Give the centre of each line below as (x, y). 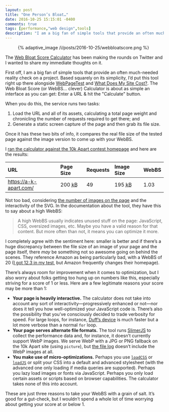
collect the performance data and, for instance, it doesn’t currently (81, 336)
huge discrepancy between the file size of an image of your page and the (81, 247)
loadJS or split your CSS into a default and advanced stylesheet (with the (88, 362)
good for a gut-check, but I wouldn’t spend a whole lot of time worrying (79, 399)
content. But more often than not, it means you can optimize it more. (88, 231)
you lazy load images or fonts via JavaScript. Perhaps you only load (83, 373)
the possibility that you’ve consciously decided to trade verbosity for (83, 314)
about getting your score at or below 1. (45, 404)
